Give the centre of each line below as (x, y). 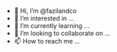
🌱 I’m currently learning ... (52, 26)
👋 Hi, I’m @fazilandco (45, 11)
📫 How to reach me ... (47, 41)
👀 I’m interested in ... (44, 18)
